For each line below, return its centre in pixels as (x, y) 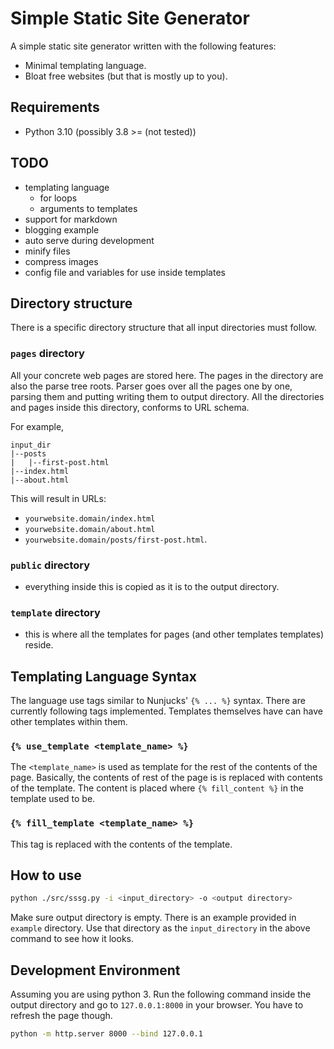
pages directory (47, 354)
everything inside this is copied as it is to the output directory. (152, 586)
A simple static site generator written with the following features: (143, 46)
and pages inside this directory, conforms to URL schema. (130, 407)
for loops (58, 198)
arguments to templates (88, 208)
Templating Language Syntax (103, 676)
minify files (47, 251)
